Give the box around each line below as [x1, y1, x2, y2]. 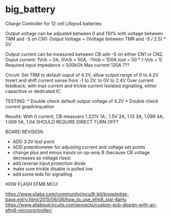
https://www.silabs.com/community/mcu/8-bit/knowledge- [5, 190, 129, 197]
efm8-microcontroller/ [5, 207, 52, 213]
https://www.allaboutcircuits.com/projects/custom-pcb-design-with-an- [5, 202, 157, 208]
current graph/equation [5, 103, 55, 109]
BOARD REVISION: [5, 129, 44, 135]
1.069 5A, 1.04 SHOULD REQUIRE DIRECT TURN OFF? [5, 118, 119, 125]
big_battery [5, 4, 56, 15]
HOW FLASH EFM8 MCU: [5, 181, 59, 187]
